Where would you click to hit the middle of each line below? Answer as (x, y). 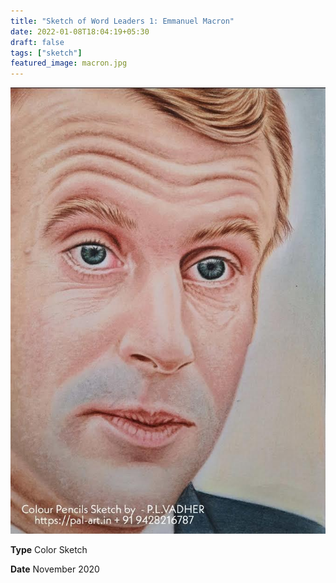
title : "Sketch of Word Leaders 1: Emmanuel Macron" (122, 21)
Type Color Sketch (49, 549)
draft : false (37, 42)
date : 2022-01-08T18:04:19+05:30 (80, 31)
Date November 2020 (55, 569)
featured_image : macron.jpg (69, 63)
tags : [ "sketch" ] (46, 53)
